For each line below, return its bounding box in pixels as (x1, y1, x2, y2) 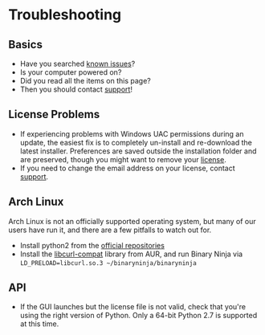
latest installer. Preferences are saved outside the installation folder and (19, 146, 257, 156)
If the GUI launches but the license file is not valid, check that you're (19, 302, 247, 312)
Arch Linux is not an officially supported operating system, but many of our (8, 216, 256, 226)
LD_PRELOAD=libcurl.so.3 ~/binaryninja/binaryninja (19, 259, 197, 267)
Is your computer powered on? (19, 67, 122, 77)
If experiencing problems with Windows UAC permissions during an (19, 129, 244, 138)
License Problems (8, 108, 100, 121)
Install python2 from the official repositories (19, 240, 165, 250)
